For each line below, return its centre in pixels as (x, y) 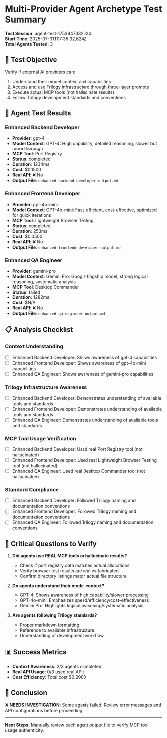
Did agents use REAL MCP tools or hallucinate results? (70, 556)
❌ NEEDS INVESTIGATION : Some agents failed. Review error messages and (83, 705)
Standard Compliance (32, 489)
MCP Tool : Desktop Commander (45, 287)
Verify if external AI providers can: (40, 72)
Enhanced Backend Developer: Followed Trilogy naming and (74, 501)
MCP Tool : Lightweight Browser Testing (53, 220)
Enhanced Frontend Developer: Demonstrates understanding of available (87, 409)
